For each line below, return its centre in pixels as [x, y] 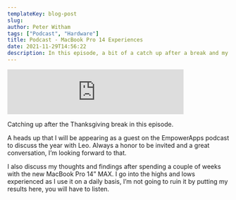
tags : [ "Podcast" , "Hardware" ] [53, 33]
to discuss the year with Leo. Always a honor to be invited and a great [108, 145]
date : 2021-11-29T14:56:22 [47, 46]
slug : [15, 20]
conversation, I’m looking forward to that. [67, 153]
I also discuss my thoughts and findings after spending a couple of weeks [114, 166]
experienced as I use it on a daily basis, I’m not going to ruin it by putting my [118, 181]
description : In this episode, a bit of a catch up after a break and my [118, 54]
